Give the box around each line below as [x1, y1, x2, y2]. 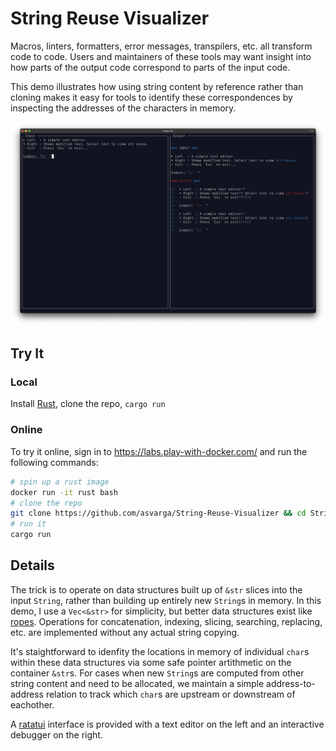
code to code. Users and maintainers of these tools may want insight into [10, 50, 312, 62]
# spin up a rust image [10, 477, 110, 487]
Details [10, 557, 55, 574]
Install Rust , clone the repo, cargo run [10, 398, 166, 410]
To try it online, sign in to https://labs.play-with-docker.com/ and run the [10, 445, 308, 457]
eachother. [10, 698, 55, 711]
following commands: [10, 456, 99, 468]
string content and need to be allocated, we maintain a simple [10, 677, 265, 689]
